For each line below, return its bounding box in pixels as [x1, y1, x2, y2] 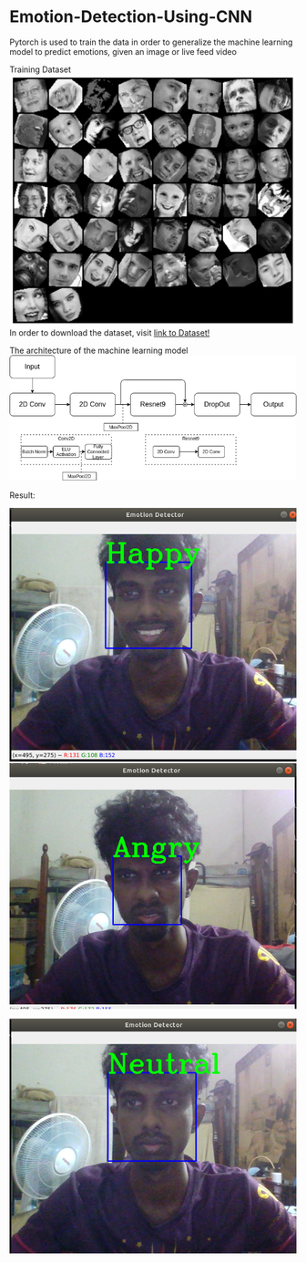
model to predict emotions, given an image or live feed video [9, 46, 237, 57]
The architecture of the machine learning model [9, 345, 189, 357]
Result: [9, 490, 36, 501]
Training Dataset [9, 64, 71, 75]
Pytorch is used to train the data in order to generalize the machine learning [9, 36, 293, 47]
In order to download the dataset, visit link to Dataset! [9, 327, 210, 338]
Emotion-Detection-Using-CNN [9, 6, 253, 27]
